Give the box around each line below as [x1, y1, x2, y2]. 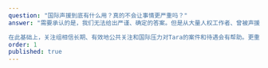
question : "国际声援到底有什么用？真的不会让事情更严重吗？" [8, 11, 188, 20]
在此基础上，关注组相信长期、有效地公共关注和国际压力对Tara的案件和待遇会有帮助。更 [8, 33, 254, 41]
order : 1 [8, 40, 37, 48]
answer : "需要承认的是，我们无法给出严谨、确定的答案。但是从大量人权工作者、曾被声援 [8, 19, 261, 27]
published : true [8, 48, 62, 56]
